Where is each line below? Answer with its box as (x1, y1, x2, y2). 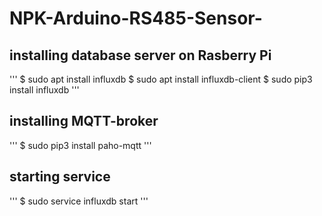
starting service (9, 168, 111, 186)
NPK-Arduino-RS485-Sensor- (9, 7, 263, 30)
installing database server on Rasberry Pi (9, 47, 272, 64)
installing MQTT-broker (9, 113, 159, 130)
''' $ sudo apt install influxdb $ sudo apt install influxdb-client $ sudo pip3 (9, 73, 313, 85)
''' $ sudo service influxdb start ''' (9, 195, 149, 207)
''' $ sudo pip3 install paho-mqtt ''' (9, 139, 152, 151)
